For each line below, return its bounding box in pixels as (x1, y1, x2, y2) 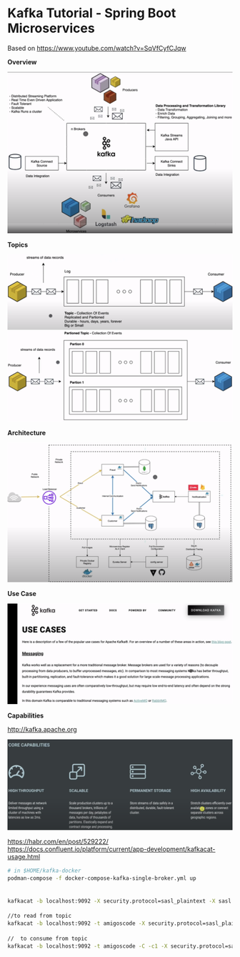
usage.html (7, 853, 41, 861)
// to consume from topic (7, 935, 88, 942)
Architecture (7, 429, 46, 437)
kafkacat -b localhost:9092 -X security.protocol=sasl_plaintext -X (7, 897, 216, 905)
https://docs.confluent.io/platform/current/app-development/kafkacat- (7, 845, 216, 853)
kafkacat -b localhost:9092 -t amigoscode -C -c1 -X (7, 942, 168, 950)
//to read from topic (7, 913, 72, 920)
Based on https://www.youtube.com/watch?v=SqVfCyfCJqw (7, 44, 187, 52)
